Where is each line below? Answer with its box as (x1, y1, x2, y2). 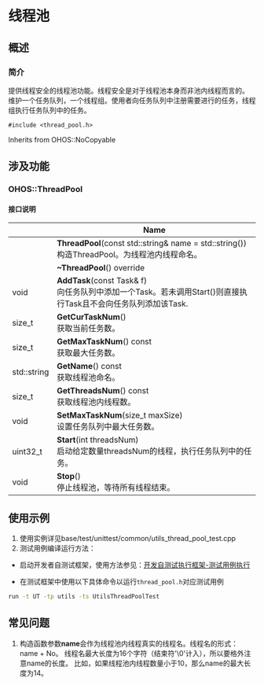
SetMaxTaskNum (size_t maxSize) (56, 410, 183, 421)
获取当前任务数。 (56, 323, 120, 334)
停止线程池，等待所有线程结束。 (56, 482, 175, 493)
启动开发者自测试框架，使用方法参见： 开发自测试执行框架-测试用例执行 (19, 560, 251, 570)
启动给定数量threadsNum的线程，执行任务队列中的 (56, 446, 244, 457)
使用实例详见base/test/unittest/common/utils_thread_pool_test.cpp (19, 534, 236, 543)
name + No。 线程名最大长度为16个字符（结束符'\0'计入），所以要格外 (19, 648, 245, 657)
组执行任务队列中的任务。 (8, 105, 91, 115)
